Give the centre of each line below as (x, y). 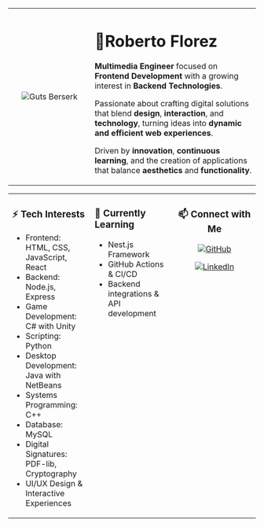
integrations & (134, 294)
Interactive (45, 493)
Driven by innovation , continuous (157, 151)
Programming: (52, 405)
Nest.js (121, 245)
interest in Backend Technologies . (158, 86)
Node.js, (41, 287)
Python (39, 346)
